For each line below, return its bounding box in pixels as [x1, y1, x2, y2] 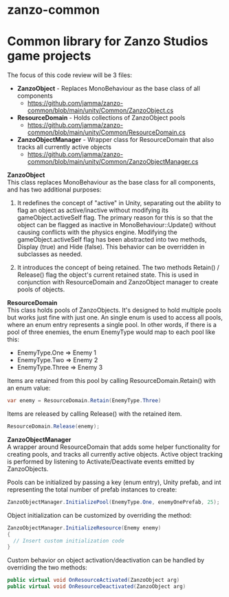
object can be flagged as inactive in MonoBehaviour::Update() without [17, 221, 217, 229]
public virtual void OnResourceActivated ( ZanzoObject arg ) [7, 577, 180, 584]
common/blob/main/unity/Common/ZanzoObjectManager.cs [27, 158, 199, 166]
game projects [7, 48, 91, 64]
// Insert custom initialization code [13, 537, 125, 544]
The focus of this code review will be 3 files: [7, 71, 133, 79]
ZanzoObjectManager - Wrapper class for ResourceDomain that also [17, 136, 215, 144]
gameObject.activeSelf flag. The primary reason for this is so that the [17, 213, 213, 222]
